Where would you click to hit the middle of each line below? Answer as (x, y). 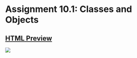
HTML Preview (29, 38)
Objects (22, 20)
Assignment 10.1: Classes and (69, 9)
